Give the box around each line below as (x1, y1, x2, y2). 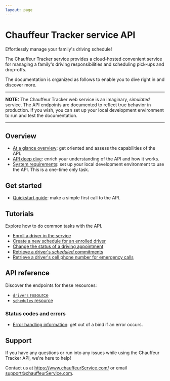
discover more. (5, 81, 37, 88)
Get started (5, 181, 42, 190)
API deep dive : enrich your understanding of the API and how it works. (12, 156, 159, 162)
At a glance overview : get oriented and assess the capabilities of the (12, 145, 156, 151)
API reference (5, 269, 50, 277)
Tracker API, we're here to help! (5, 355, 71, 361)
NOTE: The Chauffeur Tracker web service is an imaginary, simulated (5, 96, 150, 102)
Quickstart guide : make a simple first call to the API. (12, 195, 120, 201)
